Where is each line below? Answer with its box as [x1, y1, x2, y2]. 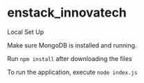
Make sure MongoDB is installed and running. [7, 41, 137, 49]
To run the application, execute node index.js [7, 68, 138, 76]
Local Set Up [7, 28, 44, 36]
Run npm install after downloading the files [7, 54, 133, 63]
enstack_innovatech [7, 5, 127, 21]
